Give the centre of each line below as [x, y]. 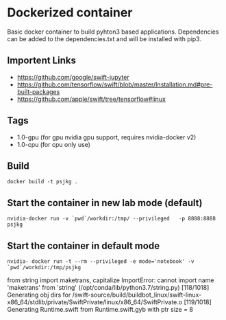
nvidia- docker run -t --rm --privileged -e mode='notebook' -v [101, 262]
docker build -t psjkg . [42, 182]
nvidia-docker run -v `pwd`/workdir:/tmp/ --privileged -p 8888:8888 [111, 219]
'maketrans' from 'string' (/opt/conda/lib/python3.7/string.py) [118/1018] [108, 287]
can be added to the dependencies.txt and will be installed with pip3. [104, 38]
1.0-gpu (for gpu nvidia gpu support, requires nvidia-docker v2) [106, 137]
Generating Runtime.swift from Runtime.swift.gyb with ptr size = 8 [100, 309]
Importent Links [42, 61]
